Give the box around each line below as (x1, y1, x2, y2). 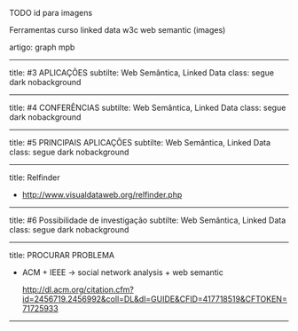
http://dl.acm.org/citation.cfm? (21, 284, 135, 295)
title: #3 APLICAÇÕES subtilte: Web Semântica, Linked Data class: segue (9, 67, 275, 78)
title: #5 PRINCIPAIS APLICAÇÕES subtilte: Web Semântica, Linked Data (9, 138, 271, 147)
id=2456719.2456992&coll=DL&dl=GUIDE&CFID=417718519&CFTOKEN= (21, 294, 288, 304)
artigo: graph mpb (9, 42, 75, 52)
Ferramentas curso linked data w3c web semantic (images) (9, 25, 226, 35)
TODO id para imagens (9, 8, 93, 18)
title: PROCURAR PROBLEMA (9, 250, 115, 260)
